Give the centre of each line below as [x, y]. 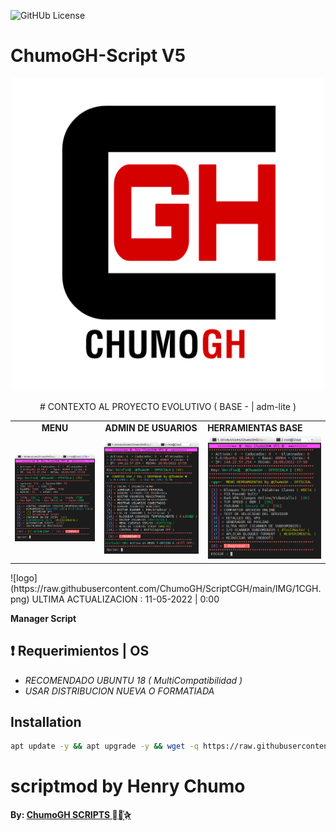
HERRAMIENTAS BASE [255, 427]
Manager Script [43, 618]
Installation [46, 721]
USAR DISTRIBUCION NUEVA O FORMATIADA [119, 691]
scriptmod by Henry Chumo [128, 786]
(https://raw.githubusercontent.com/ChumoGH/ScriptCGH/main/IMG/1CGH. [166, 588]
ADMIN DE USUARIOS [151, 427]
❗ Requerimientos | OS [80, 651]
